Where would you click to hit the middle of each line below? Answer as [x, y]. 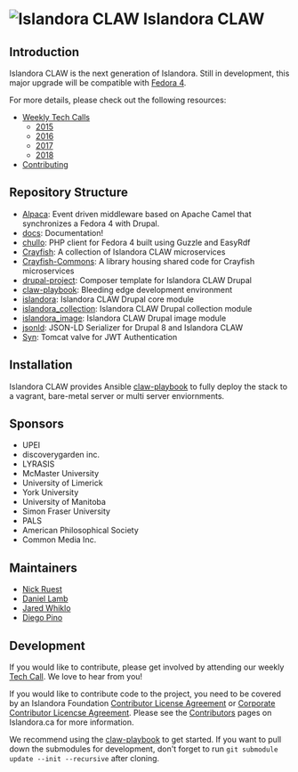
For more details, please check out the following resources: [118, 100]
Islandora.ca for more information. [72, 722]
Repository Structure [69, 193]
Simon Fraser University [66, 511]
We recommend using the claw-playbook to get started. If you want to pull [145, 740]
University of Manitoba [64, 502]
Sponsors [36, 424]
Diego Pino [42, 618]
